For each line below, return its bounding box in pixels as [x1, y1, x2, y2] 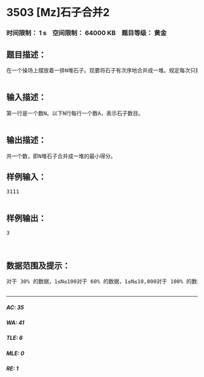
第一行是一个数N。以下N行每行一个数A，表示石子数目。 [6, 110, 144, 117]
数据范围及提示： [6, 260, 70, 271]
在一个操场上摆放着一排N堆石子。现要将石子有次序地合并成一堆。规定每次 [6, 67, 191, 73]
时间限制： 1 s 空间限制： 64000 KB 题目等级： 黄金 [6, 29, 167, 37]
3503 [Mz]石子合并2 [6, 5, 110, 19]
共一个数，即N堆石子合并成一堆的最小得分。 [6, 152, 117, 160]
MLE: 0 [6, 350, 24, 357]
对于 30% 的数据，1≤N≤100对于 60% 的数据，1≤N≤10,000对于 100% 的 [6, 277, 192, 285]
